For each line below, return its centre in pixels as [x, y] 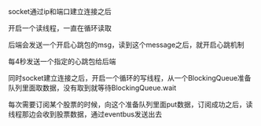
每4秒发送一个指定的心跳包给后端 [62, 61]
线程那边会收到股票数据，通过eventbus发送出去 [85, 114]
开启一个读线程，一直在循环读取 [60, 28]
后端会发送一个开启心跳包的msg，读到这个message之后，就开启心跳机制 [127, 45]
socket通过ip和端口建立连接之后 [60, 11]
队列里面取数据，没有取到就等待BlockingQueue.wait [92, 88]
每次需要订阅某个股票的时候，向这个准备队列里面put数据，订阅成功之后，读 [130, 104]
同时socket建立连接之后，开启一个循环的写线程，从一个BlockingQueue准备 [130, 78]
